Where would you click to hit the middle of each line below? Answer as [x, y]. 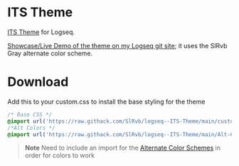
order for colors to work [59, 155]
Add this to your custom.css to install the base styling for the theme [106, 101]
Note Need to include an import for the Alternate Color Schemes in [123, 148]
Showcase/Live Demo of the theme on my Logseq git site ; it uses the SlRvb [117, 45]
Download [38, 82]
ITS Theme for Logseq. [41, 32]
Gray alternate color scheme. [50, 53]
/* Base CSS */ [30, 114]
